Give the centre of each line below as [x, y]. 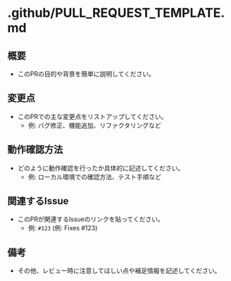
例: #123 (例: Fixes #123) [63, 228]
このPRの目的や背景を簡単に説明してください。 [86, 74]
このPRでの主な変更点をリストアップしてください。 [92, 116]
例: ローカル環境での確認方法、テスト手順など [95, 177]
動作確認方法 [35, 150]
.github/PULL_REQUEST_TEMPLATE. [116, 13]
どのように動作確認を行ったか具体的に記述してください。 [101, 168]
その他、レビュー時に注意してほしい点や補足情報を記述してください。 [119, 271]
